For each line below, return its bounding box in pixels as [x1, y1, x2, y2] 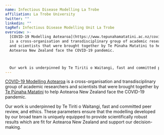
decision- [133, 119, 153, 125]
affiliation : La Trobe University [5, 12, 76, 17]
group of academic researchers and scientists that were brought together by [5, 84, 159, 90]
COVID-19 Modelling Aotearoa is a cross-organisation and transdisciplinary [5, 78, 156, 84]
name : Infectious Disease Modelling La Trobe [5, 7, 99, 12]
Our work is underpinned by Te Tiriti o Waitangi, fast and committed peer [5, 103, 152, 110]
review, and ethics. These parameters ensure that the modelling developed [5, 109, 156, 115]
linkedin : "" [5, 20, 32, 26]
